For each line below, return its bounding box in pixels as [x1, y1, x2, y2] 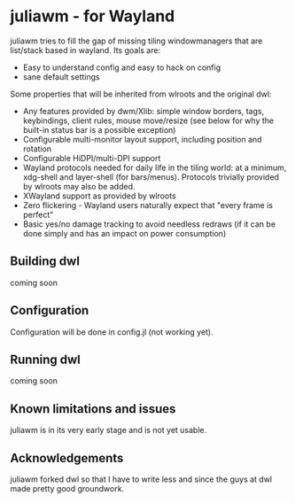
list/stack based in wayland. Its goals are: [10, 44, 161, 55]
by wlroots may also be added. [22, 181, 136, 191]
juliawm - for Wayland [10, 6, 175, 27]
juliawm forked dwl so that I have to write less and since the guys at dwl [10, 474, 273, 484]
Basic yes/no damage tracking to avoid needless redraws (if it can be [22, 219, 276, 229]
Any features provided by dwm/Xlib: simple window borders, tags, [22, 105, 265, 116]
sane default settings [22, 71, 100, 81]
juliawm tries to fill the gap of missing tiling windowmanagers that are [10, 35, 263, 46]
